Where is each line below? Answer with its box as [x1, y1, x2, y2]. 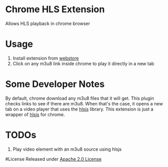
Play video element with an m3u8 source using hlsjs [12, 146, 122, 152]
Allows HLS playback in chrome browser [5, 20, 91, 26]
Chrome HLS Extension [5, 4, 105, 15]
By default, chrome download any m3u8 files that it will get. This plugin [5, 95, 154, 101]
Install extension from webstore [12, 55, 79, 61]
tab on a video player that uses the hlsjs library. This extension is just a [5, 106, 154, 112]
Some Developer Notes [5, 78, 105, 90]
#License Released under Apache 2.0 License [5, 156, 102, 162]
